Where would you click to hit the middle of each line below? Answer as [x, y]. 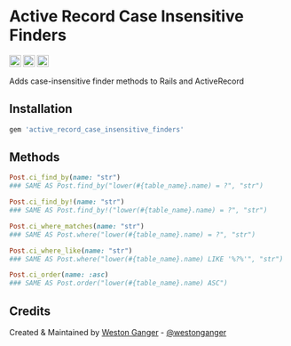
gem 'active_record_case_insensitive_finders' [97, 129]
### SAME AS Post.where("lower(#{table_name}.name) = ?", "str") [132, 234]
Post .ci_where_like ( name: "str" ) [71, 251]
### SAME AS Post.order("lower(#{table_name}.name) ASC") [118, 283]
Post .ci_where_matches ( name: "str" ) [77, 226]
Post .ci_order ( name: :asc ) [59, 275]
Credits [30, 311]
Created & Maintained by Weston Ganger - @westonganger [118, 332]
